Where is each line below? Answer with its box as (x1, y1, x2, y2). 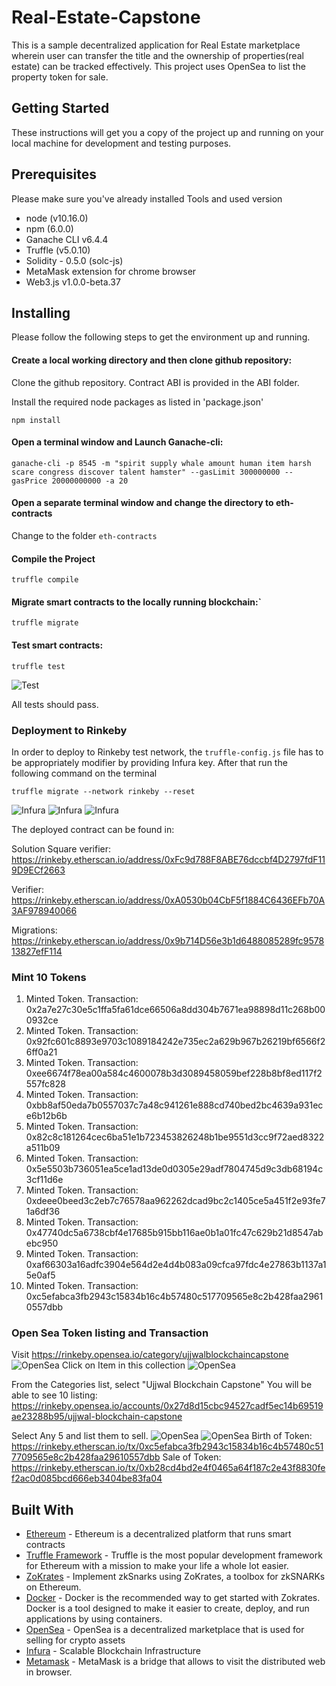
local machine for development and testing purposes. (11, 137, 232, 149)
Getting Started (11, 100, 110, 117)
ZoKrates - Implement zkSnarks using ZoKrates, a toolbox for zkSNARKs (25, 1571, 326, 1583)
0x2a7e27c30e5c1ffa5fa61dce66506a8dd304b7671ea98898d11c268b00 (25, 1004, 326, 1016)
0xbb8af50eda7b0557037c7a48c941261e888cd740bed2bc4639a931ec (25, 1099, 324, 1111)
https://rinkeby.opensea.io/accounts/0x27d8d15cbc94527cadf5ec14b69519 (11, 1400, 324, 1412)
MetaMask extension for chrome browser (25, 265, 197, 277)
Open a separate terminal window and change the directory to (11, 497, 274, 509)
